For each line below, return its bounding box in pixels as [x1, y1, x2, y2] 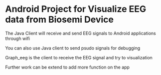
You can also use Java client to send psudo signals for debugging [5, 45, 141, 51]
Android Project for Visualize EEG [5, 3, 147, 15]
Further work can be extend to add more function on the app [5, 64, 130, 70]
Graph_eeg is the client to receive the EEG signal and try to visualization [5, 54, 153, 60]
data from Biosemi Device [5, 14, 114, 25]
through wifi [5, 36, 30, 41]
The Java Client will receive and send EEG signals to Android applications [5, 30, 156, 36]
